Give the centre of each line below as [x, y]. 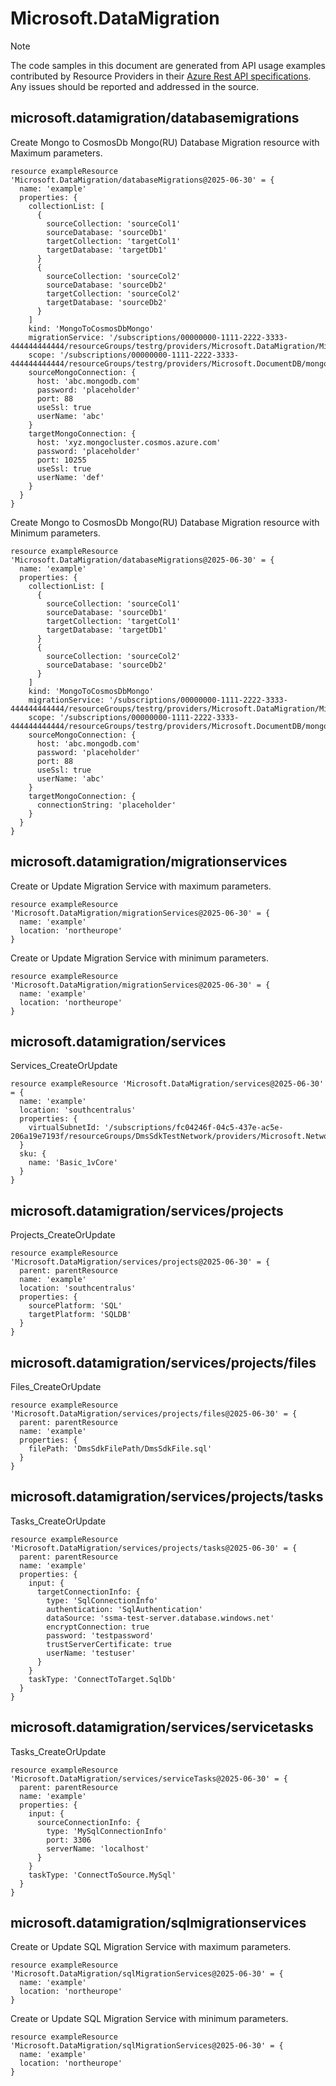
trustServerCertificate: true [109, 1644]
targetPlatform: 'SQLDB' [80, 1315]
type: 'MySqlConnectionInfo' [107, 1831]
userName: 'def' [70, 477]
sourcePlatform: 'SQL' [75, 1306]
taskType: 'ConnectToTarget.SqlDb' [102, 1679]
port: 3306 [69, 1840]
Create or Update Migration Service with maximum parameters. [141, 886]
